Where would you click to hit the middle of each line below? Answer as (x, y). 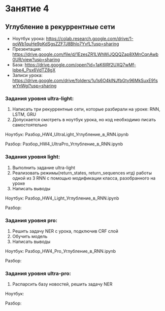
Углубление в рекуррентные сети (60, 27)
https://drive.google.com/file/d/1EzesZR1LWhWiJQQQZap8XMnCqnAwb (85, 54)
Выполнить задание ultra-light (44, 168)
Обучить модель (30, 236)
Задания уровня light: (33, 157)
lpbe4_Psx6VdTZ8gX (34, 70)
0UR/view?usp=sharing (36, 59)
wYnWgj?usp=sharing (34, 86)
